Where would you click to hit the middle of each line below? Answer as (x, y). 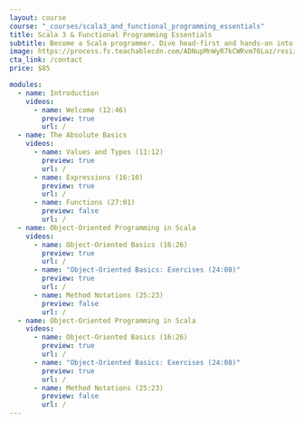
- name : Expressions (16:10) (88, 178)
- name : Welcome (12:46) (80, 110)
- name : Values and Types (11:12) (99, 152)
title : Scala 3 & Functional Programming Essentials (111, 34)
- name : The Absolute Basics (72, 135)
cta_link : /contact (46, 60)
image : (22, 52)
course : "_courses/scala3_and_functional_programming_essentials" (137, 26)
